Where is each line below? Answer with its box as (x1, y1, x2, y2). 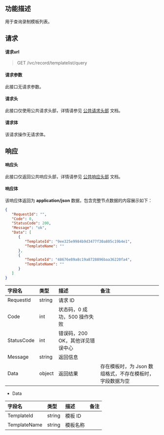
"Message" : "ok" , (11, 226, 47, 230)
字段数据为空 (100, 377, 130, 384)
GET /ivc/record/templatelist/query (17, 60, 87, 66)
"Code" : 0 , (11, 216, 34, 221)
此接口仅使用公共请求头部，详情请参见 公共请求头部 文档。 (5, 107, 123, 114)
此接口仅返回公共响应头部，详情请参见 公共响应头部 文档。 (5, 173, 123, 180)
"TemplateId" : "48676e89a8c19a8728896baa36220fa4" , (24, 257, 132, 262)
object (39, 370, 54, 377)
